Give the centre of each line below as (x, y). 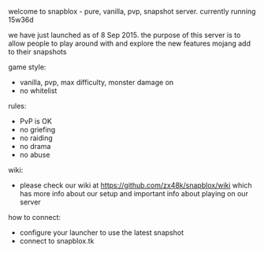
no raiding (36, 138)
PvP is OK (36, 121)
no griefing (37, 130)
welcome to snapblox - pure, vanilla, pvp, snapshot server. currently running (132, 11)
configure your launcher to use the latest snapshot (101, 233)
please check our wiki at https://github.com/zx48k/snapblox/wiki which (136, 185)
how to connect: (35, 217)
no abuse (35, 154)
